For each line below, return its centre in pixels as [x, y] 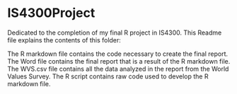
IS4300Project [51, 13]
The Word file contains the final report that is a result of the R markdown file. [119, 61]
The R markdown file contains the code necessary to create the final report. [118, 54]
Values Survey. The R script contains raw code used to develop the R [108, 76]
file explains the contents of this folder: [64, 40]
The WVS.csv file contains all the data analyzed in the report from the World [118, 69]
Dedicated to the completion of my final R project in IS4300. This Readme [115, 33]
